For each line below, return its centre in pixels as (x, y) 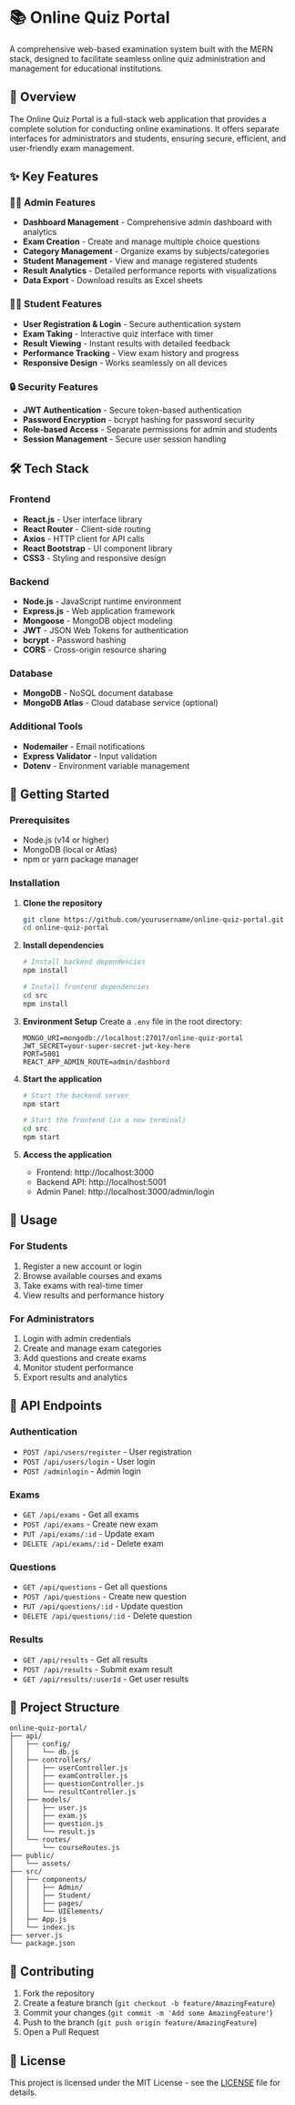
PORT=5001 (41, 1054)
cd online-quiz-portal (66, 928)
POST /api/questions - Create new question (104, 1597)
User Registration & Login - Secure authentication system (132, 323)
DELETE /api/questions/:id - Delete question (107, 1616)
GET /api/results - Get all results (85, 1660)
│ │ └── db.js (44, 1752)
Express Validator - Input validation (90, 756)
